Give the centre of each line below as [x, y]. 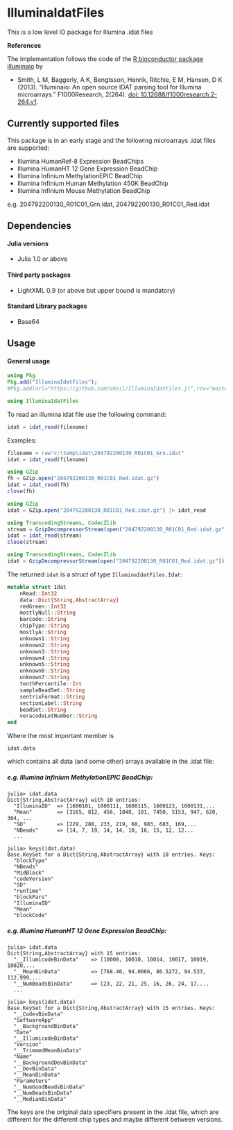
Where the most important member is [61, 736]
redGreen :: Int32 [43, 606]
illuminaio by [25, 66]
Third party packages [39, 275]
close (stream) [28, 542]
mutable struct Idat [37, 587]
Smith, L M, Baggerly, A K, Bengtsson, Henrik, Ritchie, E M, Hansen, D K [120, 79]
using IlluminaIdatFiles [43, 401]
